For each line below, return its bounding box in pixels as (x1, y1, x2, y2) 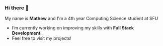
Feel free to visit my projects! (11, 35, 72, 41)
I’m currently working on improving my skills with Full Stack (11, 25, 134, 31)
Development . (11, 30, 42, 36)
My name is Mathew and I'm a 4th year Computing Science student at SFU (4, 16, 159, 22)
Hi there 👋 (4, 4, 29, 11)
